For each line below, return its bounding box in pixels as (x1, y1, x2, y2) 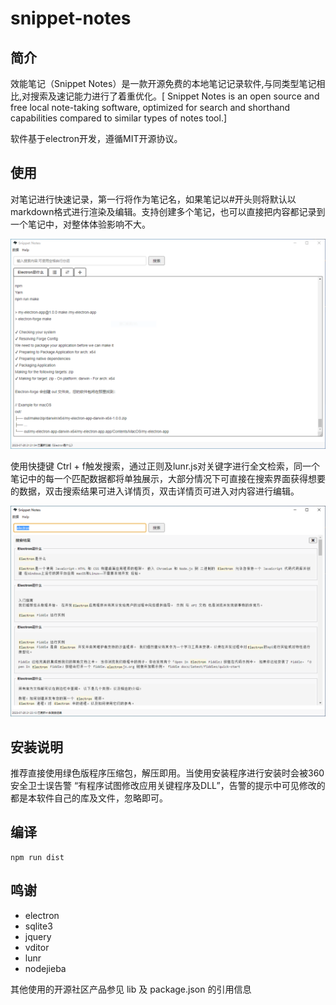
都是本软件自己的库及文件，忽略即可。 (10, 792, 168, 804)
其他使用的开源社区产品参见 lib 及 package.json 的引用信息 (10, 983, 252, 995)
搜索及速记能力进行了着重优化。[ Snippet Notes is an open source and (30, 90, 320, 102)
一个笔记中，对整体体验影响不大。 (10, 218, 151, 230)
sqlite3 (24, 920, 53, 932)
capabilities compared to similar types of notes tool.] (10, 112, 228, 124)
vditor (24, 941, 50, 953)
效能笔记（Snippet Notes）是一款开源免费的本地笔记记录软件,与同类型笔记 (10, 78, 317, 89)
